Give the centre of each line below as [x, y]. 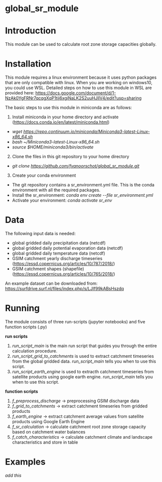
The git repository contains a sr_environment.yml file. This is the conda [83, 185]
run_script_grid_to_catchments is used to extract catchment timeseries [83, 356]
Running [22, 308]
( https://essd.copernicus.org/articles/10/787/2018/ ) [63, 264]
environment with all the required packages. [56, 190]
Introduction [31, 31]
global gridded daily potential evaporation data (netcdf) [67, 248]
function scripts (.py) [26, 327]
